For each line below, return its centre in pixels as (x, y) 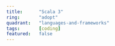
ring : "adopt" (32, 17)
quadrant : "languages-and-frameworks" (58, 23)
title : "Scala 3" (35, 12)
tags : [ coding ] (34, 28)
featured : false (29, 34)
